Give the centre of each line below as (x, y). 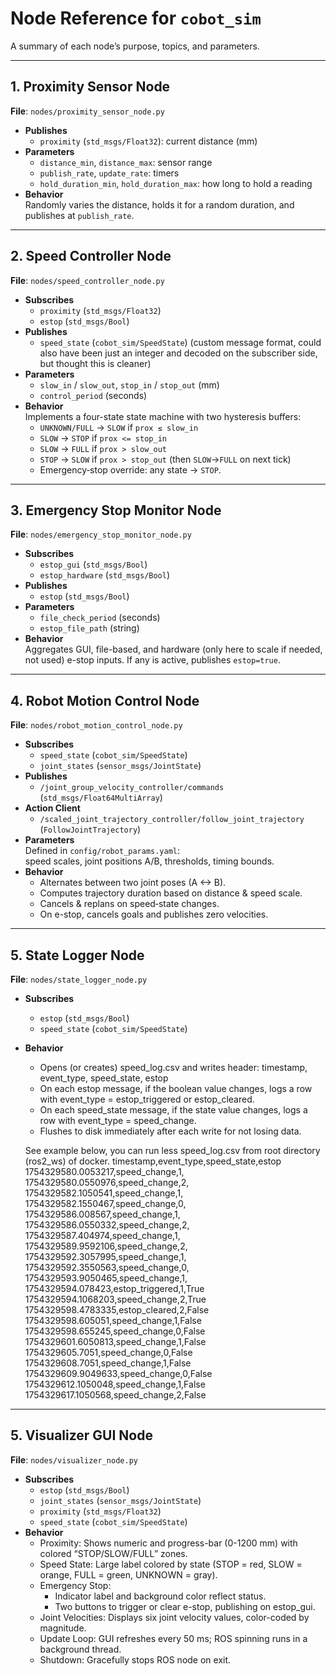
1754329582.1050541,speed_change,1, (104, 1193)
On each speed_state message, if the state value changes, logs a (173, 1110)
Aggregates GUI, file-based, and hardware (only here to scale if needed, (173, 649)
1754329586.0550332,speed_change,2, (107, 1225)
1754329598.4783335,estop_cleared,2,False (117, 1310)
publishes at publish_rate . (79, 215)
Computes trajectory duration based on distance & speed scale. (171, 893)
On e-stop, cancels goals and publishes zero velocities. (154, 914)
